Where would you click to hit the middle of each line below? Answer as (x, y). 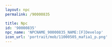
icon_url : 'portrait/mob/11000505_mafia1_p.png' (56, 37)
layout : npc (17, 10)
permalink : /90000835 (28, 14)
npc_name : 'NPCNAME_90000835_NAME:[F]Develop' (54, 33)
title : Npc (16, 23)
